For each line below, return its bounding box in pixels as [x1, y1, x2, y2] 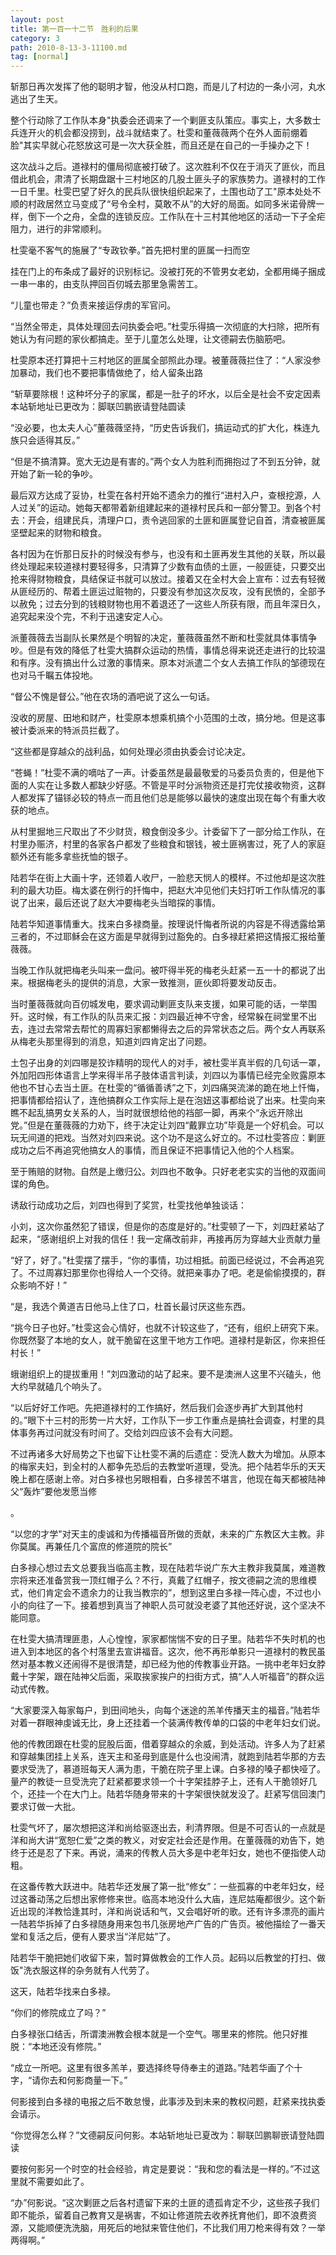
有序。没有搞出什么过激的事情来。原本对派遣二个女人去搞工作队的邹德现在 [18, 657, 326, 669]
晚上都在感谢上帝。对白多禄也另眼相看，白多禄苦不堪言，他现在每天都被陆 [10, 1473, 317, 1485]
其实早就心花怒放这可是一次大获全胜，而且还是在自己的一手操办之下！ [23, 139, 313, 151]
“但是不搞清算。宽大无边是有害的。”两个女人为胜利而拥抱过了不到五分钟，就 [10, 456, 321, 468]
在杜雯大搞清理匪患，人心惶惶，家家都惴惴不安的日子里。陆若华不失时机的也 [10, 1633, 326, 1645]
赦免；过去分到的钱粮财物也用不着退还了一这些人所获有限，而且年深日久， [18, 598, 326, 610]
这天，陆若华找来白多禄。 [10, 1986, 116, 1998]
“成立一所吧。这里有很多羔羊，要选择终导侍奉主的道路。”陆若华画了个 [10, 2062, 295, 2074]
